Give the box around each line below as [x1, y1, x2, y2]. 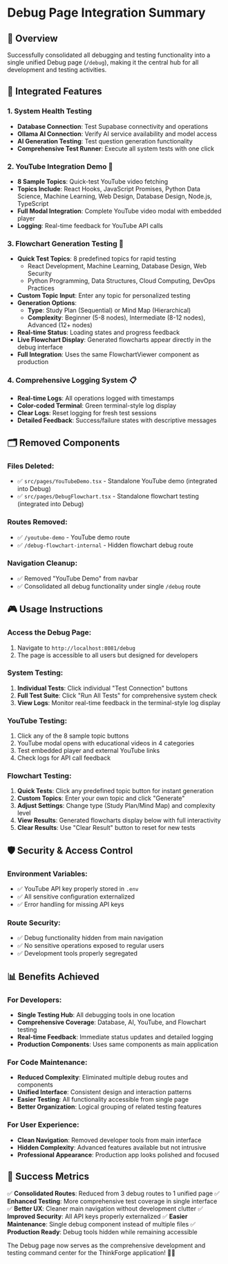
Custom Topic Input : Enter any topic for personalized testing [17, 291, 191, 300]
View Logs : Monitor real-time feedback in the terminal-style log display [17, 698, 221, 707]
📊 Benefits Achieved [7, 971, 99, 982]
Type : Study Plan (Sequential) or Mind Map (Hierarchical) [27, 306, 191, 315]
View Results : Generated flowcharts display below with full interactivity [17, 816, 221, 824]
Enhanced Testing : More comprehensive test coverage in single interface [7, 1197, 218, 1205]
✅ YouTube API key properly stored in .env [17, 885, 139, 893]
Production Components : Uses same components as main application [17, 1040, 219, 1048]
